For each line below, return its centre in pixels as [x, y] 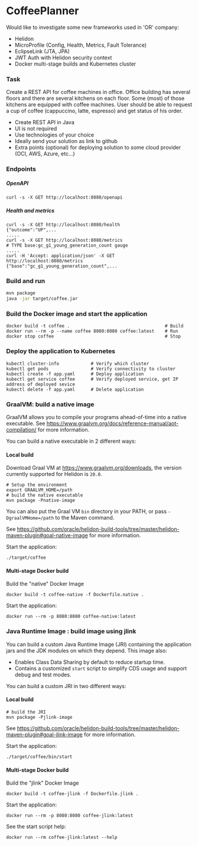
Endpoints [21, 169]
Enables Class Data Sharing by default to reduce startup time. [90, 662]
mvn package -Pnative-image [41, 501]
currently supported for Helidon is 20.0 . [54, 474]
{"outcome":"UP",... [32, 230]
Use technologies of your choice [54, 135]
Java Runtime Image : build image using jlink [71, 631]
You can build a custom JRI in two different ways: [66, 686]
